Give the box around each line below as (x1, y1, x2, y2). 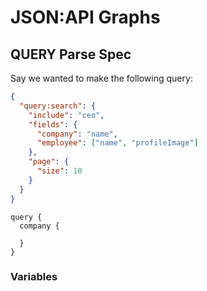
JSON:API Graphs (10, 6, 161, 29)
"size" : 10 (36, 166, 83, 176)
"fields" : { (28, 119, 78, 130)
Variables (10, 270, 58, 284)
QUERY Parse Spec (10, 46, 132, 63)
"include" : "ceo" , (28, 110, 105, 120)
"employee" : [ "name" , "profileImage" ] (36, 138, 199, 148)
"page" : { (28, 157, 70, 167)
